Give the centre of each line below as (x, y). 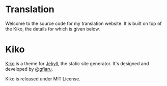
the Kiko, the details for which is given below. (53, 28)
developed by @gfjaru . (29, 69)
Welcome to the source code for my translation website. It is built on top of (83, 23)
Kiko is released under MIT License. (43, 79)
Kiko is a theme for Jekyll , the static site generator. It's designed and (77, 63)
